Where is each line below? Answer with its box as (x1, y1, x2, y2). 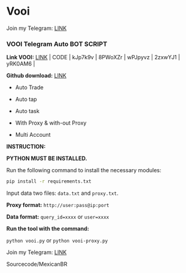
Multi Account (15, 131, 51, 139)
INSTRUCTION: (6, 143, 46, 150)
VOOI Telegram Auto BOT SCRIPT (6, 40, 108, 48)
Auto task (15, 107, 40, 115)
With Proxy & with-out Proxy (15, 119, 87, 126)
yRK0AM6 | (6, 60, 35, 68)
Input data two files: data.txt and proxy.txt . (6, 189, 119, 197)
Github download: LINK (6, 72, 67, 79)
